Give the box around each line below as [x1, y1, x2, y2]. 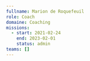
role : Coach [6, 14, 35, 20]
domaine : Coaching [6, 19, 51, 25]
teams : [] [6, 46, 30, 52]
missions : [6, 24, 30, 31]
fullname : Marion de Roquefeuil [6, 8, 84, 15]
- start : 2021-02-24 [11, 30, 61, 36]
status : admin [16, 41, 51, 47]
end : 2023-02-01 [16, 35, 56, 41]
